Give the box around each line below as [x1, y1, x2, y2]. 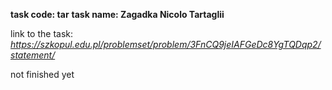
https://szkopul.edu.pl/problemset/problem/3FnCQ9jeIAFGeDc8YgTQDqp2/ [10, 39, 322, 50]
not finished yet [10, 69, 75, 80]
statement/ [10, 49, 56, 61]
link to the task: [10, 28, 74, 39]
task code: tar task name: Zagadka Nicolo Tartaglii [10, 9, 225, 20]
